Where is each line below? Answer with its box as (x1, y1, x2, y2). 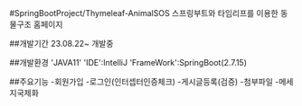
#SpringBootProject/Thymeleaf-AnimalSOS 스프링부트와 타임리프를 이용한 (9, 8, 278, 18)
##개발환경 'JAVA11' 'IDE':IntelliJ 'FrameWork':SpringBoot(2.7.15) (9, 57, 247, 67)
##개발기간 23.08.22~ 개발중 (9, 39, 114, 49)
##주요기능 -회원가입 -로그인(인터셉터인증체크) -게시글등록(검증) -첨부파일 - (9, 76, 279, 87)
